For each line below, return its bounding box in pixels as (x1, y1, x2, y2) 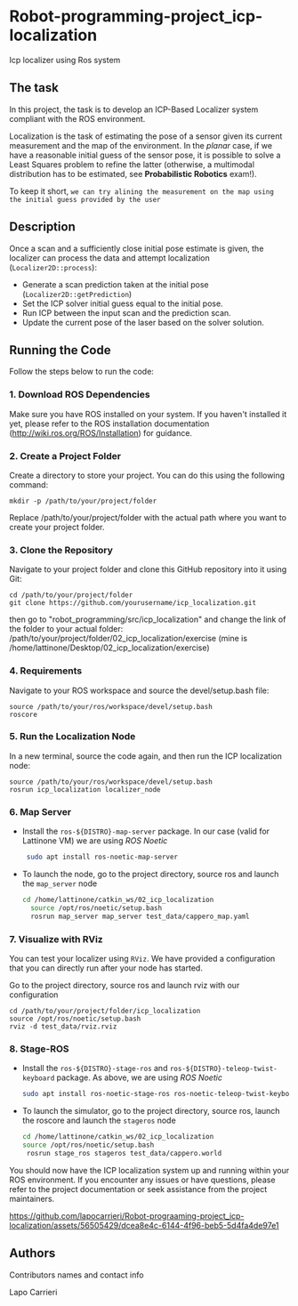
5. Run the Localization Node (9, 730, 136, 743)
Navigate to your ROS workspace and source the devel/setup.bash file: (9, 685, 270, 696)
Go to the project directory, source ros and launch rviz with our (9, 979, 240, 990)
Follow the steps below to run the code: (9, 367, 154, 377)
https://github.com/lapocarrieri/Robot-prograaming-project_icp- (9, 1210, 245, 1221)
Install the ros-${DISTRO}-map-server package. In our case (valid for (21, 826, 270, 837)
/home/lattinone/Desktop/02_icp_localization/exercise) (9, 642, 211, 653)
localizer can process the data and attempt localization (9, 252, 211, 263)
